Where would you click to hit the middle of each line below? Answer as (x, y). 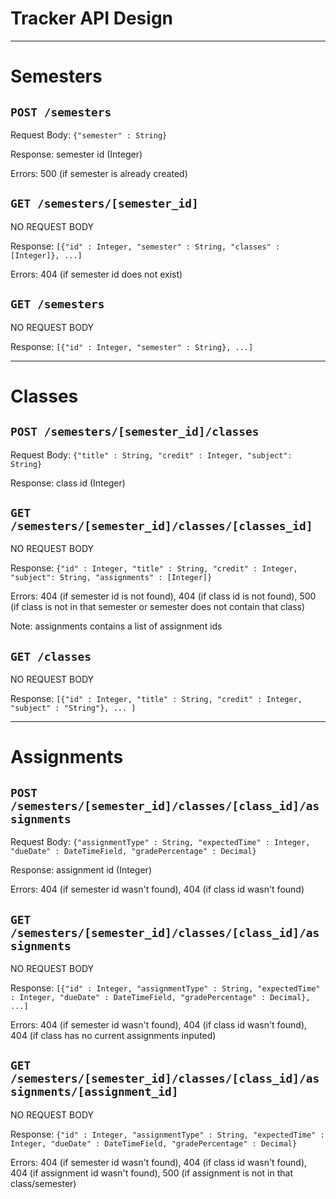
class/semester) (43, 1183)
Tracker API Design (92, 18)
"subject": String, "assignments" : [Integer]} (111, 578)
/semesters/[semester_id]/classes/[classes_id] (161, 525)
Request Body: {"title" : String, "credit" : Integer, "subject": (151, 454)
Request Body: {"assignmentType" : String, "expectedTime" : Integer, (160, 842)
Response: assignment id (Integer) (81, 870)
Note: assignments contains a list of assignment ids (116, 626)
